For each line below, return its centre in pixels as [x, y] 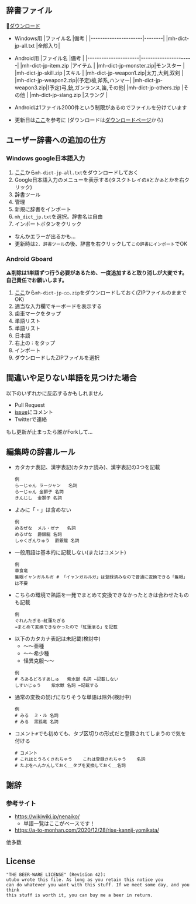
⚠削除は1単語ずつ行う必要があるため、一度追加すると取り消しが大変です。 [97, 273]
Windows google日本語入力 [46, 159]
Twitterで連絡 [31, 419]
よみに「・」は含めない [43, 510]
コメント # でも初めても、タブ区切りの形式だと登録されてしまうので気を [100, 734]
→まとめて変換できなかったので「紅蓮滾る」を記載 [66, 627]
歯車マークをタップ [38, 313]
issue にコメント [34, 412]
